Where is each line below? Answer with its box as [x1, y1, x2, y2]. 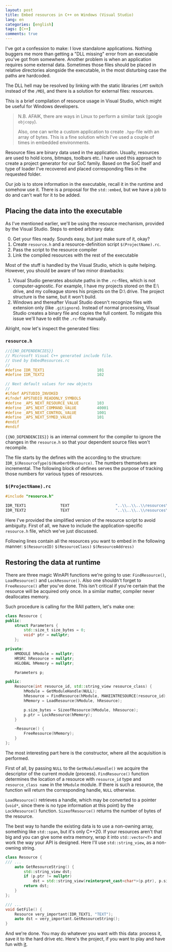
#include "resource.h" [5, 494, 54, 499]
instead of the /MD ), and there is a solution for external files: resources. [5, 88, 154, 94]
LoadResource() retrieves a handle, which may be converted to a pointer [5, 797, 157, 803]
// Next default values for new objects [5, 382, 93, 387]
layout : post [5, 7, 33, 13]
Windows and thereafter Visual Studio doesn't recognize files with [12, 299, 153, 305]
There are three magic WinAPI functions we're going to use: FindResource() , [5, 572, 166, 578]
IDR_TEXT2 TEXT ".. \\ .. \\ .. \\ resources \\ [5, 508, 170, 513]
